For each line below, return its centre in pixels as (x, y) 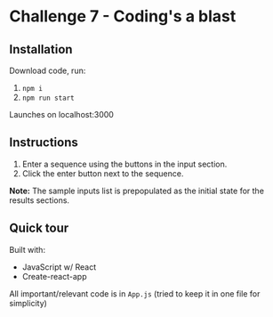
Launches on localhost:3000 (61, 114)
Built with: (28, 249)
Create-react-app (54, 276)
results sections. (39, 200)
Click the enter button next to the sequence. (103, 173)
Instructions (44, 143)
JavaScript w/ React (59, 267)
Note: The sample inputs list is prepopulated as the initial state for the (137, 191)
